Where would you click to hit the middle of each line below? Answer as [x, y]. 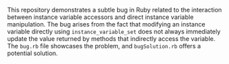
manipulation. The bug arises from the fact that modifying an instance [106, 24]
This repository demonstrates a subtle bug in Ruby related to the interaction [114, 10]
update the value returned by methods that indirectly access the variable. [111, 39]
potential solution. [33, 53]
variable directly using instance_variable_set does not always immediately [114, 31]
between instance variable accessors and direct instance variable [101, 17]
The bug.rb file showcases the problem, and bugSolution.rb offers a [104, 46]
